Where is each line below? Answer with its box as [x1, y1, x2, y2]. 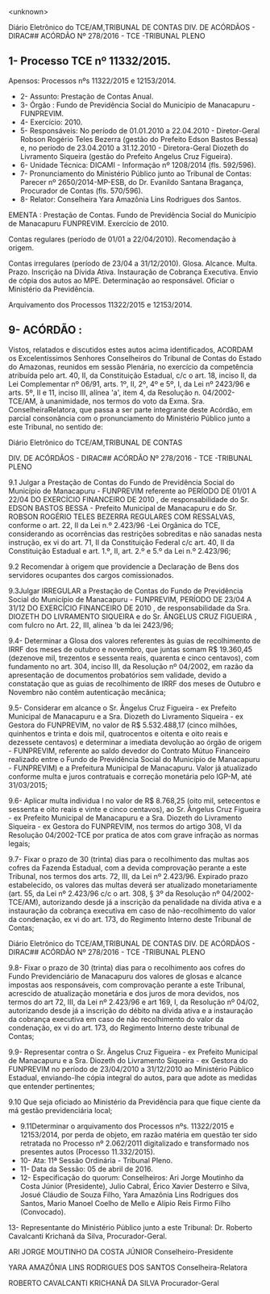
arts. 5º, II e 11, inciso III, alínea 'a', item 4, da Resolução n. [8, 387, 201, 397]
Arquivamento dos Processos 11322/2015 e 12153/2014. [8, 299, 193, 309]
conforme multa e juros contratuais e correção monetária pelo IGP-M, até [8, 771, 252, 781]
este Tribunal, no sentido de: [8, 421, 103, 431]
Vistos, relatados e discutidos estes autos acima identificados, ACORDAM [8, 345, 254, 354]
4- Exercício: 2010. [19, 117, 83, 127]
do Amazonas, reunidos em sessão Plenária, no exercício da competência [8, 362, 254, 371]
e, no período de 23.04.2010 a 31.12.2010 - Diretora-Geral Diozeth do [19, 143, 249, 153]
